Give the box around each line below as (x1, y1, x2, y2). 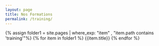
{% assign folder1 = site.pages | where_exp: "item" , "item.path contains (5, 30, 154, 36)
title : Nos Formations (5, 12, 53, 17)
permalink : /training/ (5, 16, 53, 21)
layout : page (5, 7, 33, 12)
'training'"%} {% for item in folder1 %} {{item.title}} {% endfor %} (5, 35, 140, 41)
